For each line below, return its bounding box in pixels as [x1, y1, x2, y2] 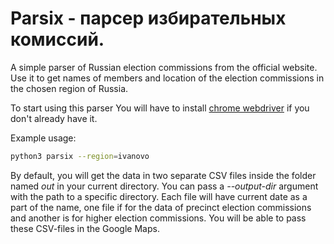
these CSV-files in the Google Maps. [10, 222, 160, 234]
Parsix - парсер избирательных [10, 7, 287, 30]
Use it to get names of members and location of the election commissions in [10, 72, 325, 84]
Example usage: [10, 132, 77, 144]
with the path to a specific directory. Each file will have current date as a [10, 190, 308, 202]
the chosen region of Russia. [10, 82, 129, 94]
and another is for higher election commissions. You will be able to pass [10, 212, 307, 224]
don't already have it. [10, 112, 98, 124]
